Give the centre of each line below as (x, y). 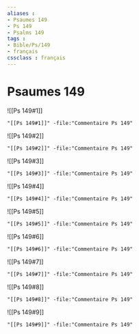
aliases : (21, 13)
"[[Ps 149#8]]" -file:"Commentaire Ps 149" (70, 299)
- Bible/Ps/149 (29, 45)
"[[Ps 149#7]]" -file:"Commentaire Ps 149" (70, 274)
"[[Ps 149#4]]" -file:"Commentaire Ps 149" (70, 199)
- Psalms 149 (26, 32)
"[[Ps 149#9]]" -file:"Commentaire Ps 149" (70, 324)
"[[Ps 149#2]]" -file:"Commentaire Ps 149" (70, 148)
